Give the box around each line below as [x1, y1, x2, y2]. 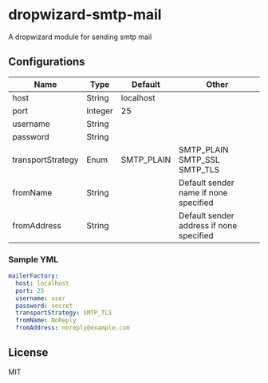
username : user [15, 294, 66, 302]
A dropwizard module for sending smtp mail [8, 32, 152, 41]
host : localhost [15, 279, 69, 287]
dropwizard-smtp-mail [8, 6, 162, 24]
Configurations [8, 55, 85, 69]
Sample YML [8, 254, 58, 265]
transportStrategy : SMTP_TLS [15, 309, 112, 317]
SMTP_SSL [178, 154, 220, 165]
